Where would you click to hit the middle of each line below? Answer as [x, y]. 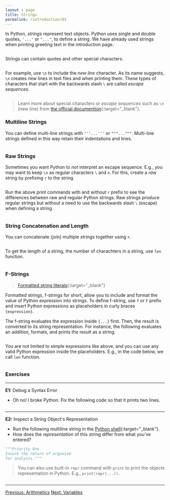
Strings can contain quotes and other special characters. [65, 59]
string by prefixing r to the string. [40, 177]
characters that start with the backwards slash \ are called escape [75, 84]
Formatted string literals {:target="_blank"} [61, 285]
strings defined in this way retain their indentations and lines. [69, 138]
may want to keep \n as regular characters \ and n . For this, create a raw [81, 172]
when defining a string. [29, 208]
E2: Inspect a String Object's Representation [52, 419]
